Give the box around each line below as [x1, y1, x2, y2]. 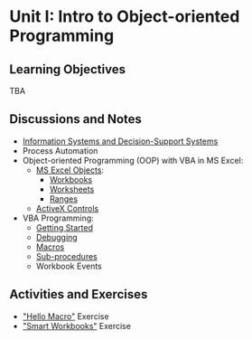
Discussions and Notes [9, 111, 143, 127]
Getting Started [35, 222, 93, 232]
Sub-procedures [35, 250, 98, 261]
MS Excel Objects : [35, 165, 105, 175]
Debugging [35, 231, 79, 242]
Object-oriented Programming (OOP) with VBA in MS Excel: [22, 155, 244, 165]
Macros [35, 241, 65, 252]
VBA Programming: [22, 212, 95, 223]
